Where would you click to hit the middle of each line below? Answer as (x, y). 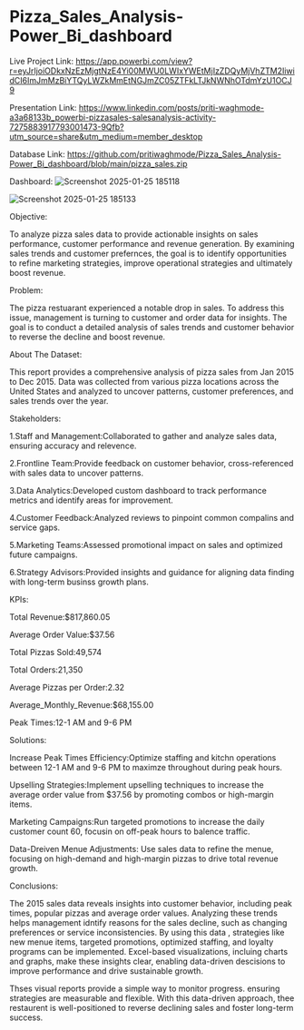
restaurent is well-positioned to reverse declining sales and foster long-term (152, 1007)
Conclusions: (34, 886)
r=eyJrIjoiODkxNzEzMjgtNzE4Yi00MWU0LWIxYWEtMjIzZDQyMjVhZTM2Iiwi (152, 71)
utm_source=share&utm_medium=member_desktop (106, 136)
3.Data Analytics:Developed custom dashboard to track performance (138, 490)
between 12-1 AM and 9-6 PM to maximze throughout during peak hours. (146, 767)
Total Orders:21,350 (46, 670)
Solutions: (28, 740)
